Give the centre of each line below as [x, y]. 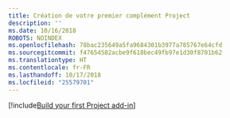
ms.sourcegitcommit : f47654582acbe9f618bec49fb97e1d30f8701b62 [115, 53]
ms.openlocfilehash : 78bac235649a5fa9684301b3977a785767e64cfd [115, 45]
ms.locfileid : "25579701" [51, 82]
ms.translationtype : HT [48, 61]
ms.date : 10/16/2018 [43, 30]
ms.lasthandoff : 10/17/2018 [55, 75]
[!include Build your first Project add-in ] [72, 105]
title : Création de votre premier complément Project [99, 16]
